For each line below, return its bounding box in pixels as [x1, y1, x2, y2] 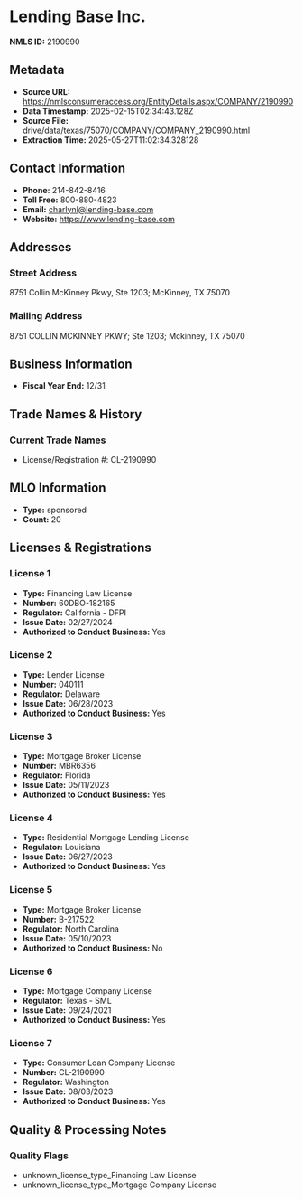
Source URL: [22, 86, 70, 97]
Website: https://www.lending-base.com [22, 213, 176, 224]
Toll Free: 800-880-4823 [22, 194, 117, 205]
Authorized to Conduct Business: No [22, 942, 163, 953]
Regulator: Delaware [22, 688, 101, 699]
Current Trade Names [9, 434, 106, 446]
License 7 [9, 1036, 52, 1049]
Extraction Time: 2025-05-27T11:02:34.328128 [22, 134, 199, 145]
